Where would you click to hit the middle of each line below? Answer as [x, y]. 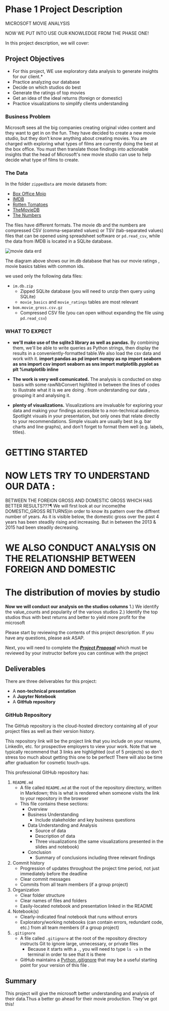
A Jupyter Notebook [34, 696]
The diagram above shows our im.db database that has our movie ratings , [82, 261]
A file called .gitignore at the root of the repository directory [83, 938]
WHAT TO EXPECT [29, 331]
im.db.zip [23, 286]
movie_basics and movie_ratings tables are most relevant [79, 302]
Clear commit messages [45, 879]
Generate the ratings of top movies [49, 93]
